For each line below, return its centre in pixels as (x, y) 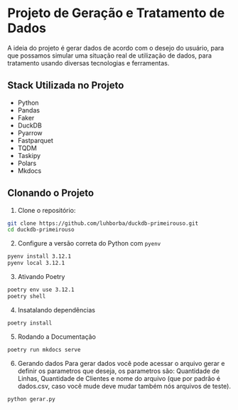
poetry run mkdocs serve (44, 349)
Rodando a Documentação (56, 337)
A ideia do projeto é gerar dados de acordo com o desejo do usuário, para (116, 48)
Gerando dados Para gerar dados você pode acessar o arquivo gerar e (121, 363)
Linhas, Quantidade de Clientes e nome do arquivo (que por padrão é (119, 378)
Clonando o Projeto (51, 193)
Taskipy (29, 155)
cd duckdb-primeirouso (41, 230)
